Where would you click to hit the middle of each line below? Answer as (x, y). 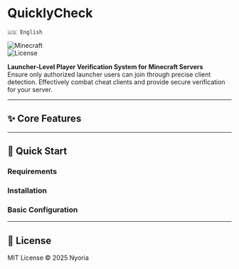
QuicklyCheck (50, 13)
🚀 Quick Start (37, 151)
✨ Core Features (44, 119)
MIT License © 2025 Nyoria (48, 258)
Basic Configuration (43, 210)
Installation (27, 191)
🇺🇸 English (25, 32)
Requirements (32, 171)
